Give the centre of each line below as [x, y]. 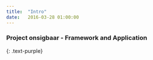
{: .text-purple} [25, 50]
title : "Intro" [26, 12]
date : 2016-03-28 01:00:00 [43, 17]
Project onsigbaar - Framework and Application [77, 38]
